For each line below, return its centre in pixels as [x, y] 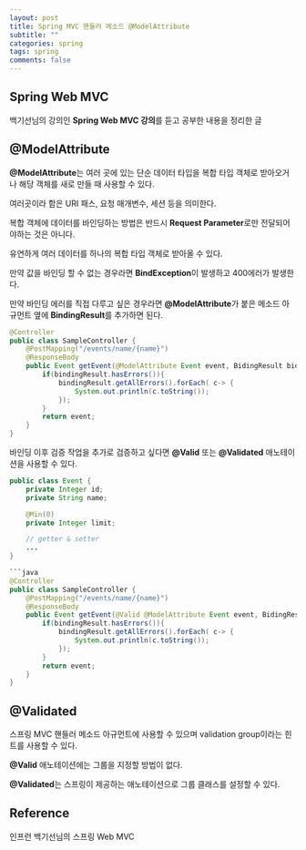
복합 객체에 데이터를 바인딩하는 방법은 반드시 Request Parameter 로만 [134, 222]
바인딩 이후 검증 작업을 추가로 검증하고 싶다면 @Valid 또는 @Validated [137, 452]
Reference [40, 813]
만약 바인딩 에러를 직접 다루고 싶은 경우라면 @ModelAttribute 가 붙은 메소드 [145, 303]
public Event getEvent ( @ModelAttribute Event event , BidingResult [154, 366]
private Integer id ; [65, 489]
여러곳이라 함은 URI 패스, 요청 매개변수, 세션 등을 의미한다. [113, 203]
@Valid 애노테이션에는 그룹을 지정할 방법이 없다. [96, 765]
